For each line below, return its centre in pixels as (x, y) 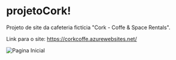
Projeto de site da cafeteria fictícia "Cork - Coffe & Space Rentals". (88, 27)
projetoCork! (39, 11)
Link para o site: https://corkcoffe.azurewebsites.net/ (72, 39)
